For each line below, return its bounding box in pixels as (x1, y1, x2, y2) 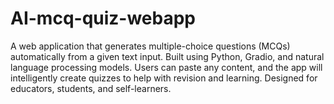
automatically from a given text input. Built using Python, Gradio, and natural (10, 50, 325, 62)
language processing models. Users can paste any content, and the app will (10, 61, 323, 73)
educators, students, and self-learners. (10, 82, 172, 94)
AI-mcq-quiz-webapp (10, 7, 197, 30)
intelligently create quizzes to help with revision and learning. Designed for (10, 72, 318, 84)
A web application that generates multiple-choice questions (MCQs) (10, 40, 291, 52)
